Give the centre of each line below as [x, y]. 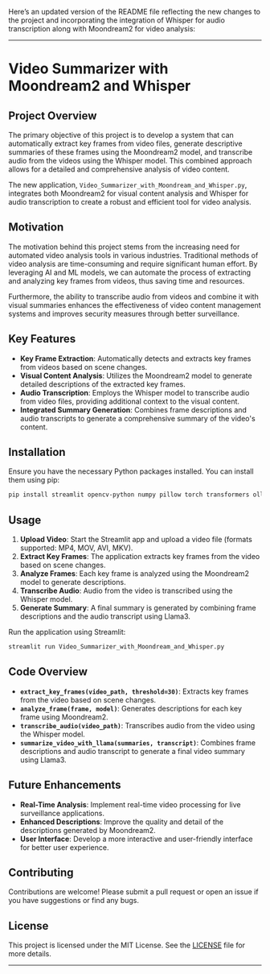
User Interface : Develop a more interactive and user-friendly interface [136, 839]
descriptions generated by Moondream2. [88, 830]
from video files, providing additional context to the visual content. [129, 401]
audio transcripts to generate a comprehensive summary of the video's [137, 418]
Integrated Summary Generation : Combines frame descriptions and [133, 409]
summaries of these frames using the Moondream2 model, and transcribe [131, 152]
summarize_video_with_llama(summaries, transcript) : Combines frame [137, 742]
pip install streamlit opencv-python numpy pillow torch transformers [129, 495]
